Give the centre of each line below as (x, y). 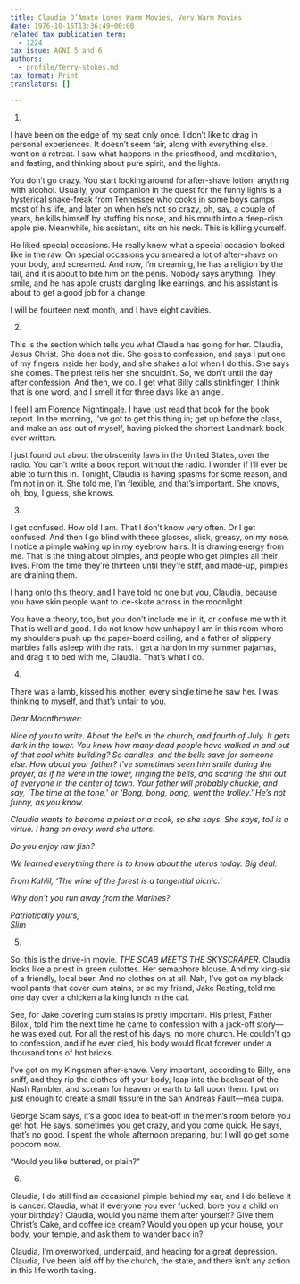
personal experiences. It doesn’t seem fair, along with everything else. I (142, 144)
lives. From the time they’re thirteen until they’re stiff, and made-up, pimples (150, 565)
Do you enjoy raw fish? (52, 846)
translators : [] (40, 84)
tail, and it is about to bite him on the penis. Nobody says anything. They (143, 273)
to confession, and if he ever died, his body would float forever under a (141, 1043)
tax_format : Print (44, 76)
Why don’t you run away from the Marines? (90, 897)
